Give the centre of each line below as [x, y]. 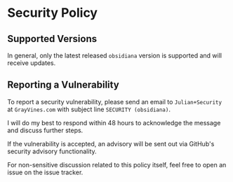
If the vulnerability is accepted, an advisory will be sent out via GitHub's [111, 143]
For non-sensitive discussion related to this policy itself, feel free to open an [117, 164]
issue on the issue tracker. [45, 172]
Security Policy [53, 13]
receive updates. [32, 63]
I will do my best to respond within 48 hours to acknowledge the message [114, 122]
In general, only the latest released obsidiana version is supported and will [115, 55]
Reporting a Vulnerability [63, 85]
